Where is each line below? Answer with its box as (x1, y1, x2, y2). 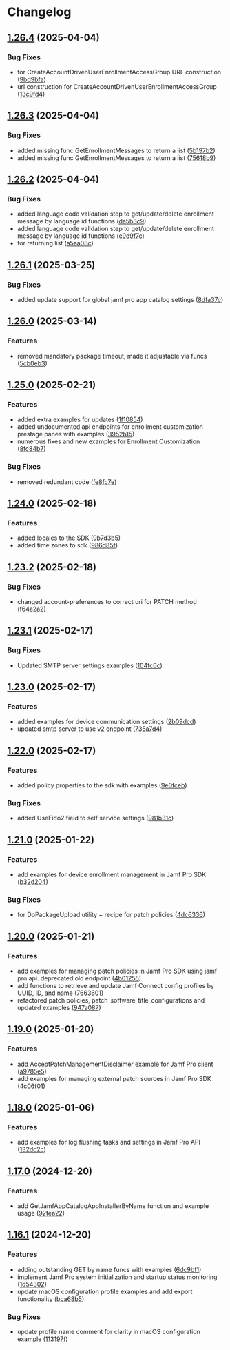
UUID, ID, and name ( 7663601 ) (17, 989, 104, 997)
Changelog (7, 4, 72, 20)
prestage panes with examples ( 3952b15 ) (17, 430, 135, 439)
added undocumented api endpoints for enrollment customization (17, 423, 203, 431)
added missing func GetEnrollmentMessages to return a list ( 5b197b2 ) (17, 146, 216, 154)
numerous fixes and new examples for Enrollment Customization (17, 437, 200, 445)
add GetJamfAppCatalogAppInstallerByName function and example (17, 1202, 209, 1210)
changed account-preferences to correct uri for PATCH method (17, 597, 198, 605)
